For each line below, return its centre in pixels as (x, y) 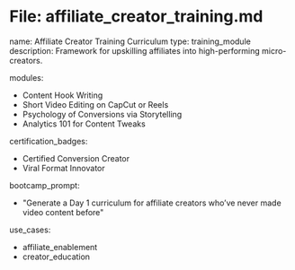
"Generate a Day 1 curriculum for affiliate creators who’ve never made (152, 203)
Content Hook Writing (63, 95)
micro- (274, 50)
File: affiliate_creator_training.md (136, 17)
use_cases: (30, 230)
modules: (27, 77)
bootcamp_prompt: (45, 185)
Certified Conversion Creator (76, 158)
